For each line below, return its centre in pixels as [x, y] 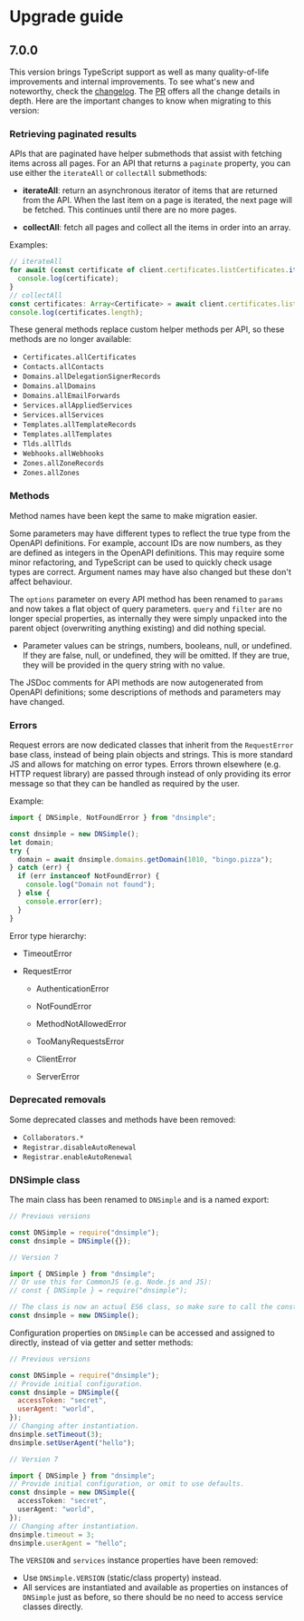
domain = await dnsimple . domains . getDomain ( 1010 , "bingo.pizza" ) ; [145, 859]
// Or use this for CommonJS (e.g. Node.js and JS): [111, 1282]
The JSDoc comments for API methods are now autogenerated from [137, 682]
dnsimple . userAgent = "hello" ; [68, 1543]
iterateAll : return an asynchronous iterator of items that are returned [150, 190]
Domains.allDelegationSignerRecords [91, 377]
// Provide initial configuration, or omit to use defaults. [127, 1484]
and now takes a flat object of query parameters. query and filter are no [146, 609]
